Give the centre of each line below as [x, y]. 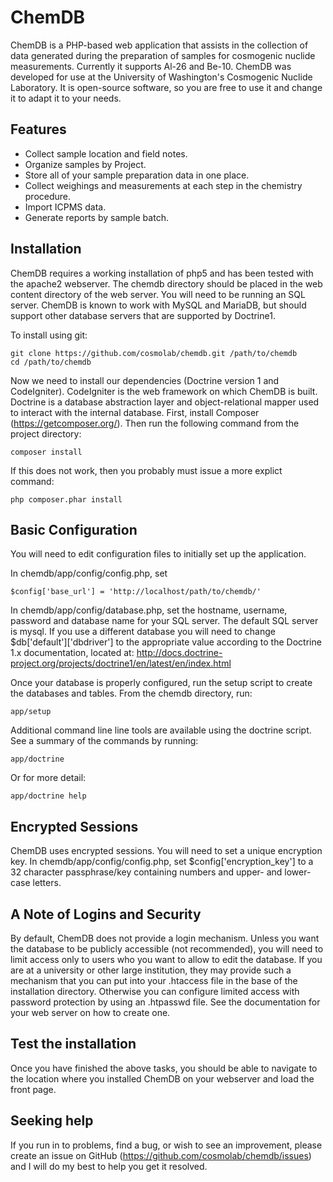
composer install [46, 452]
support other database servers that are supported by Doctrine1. [143, 315]
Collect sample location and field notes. [106, 153]
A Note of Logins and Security [106, 914]
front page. [33, 1089]
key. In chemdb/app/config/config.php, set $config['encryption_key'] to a [162, 862]
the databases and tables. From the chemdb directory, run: [131, 693]
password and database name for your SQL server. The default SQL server [164, 621]
